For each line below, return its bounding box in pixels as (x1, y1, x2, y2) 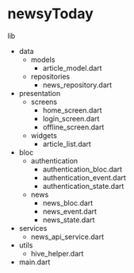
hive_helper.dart (30, 248, 84, 258)
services (18, 223, 48, 233)
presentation (18, 88, 61, 98)
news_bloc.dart (42, 198, 94, 207)
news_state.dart (42, 215, 95, 225)
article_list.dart (42, 139, 92, 148)
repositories (30, 71, 71, 81)
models (30, 55, 56, 64)
